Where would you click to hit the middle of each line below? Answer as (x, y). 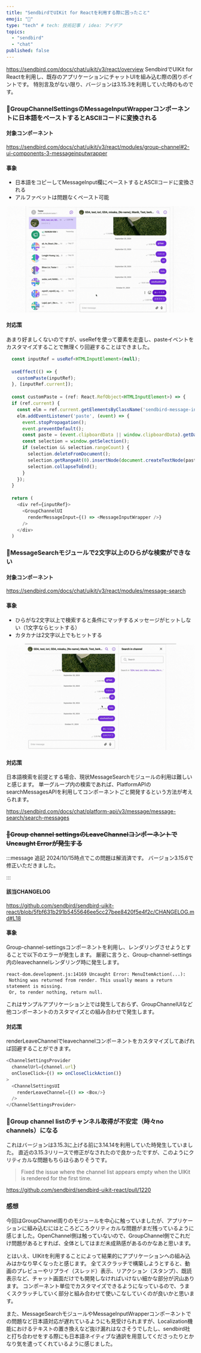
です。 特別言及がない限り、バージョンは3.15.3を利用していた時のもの (102, 84)
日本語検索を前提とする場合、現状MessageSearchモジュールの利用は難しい (99, 777)
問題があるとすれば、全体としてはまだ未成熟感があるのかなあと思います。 (103, 1243)
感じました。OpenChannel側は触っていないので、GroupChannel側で (91, 1235)
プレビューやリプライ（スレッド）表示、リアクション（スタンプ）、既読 (104, 1271)
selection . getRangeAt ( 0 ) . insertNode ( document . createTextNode (106, 460)
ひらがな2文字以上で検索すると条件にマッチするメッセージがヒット (98, 620)
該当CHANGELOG (28, 892)
